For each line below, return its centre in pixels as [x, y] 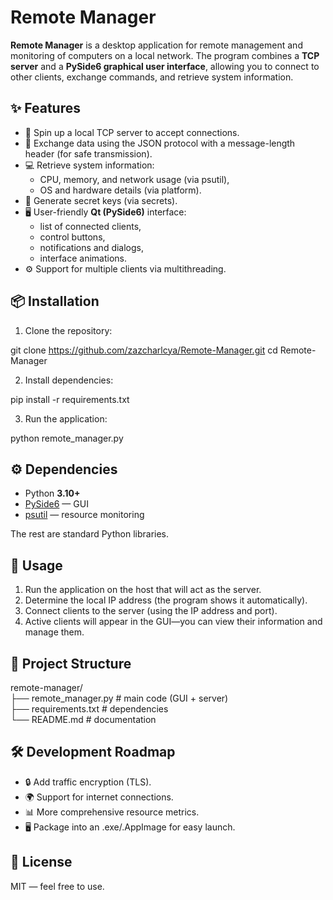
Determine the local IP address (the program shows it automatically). [166, 600]
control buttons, [72, 237]
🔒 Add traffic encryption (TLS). [88, 782]
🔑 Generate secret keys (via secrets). [101, 200]
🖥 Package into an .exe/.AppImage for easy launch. [130, 827]
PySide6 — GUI [56, 504]
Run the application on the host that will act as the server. [143, 590]
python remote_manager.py [67, 438]
